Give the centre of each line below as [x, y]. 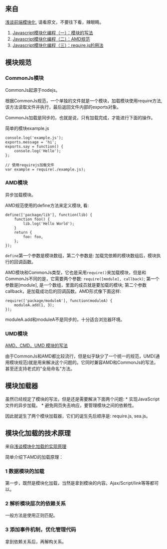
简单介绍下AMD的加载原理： [34, 457]
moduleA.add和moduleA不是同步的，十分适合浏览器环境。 [65, 319]
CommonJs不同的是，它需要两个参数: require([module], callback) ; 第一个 [82, 279]
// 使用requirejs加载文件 [30, 165]
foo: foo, [33, 237]
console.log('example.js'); [34, 138]
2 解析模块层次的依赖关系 [36, 503]
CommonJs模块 [24, 78]
